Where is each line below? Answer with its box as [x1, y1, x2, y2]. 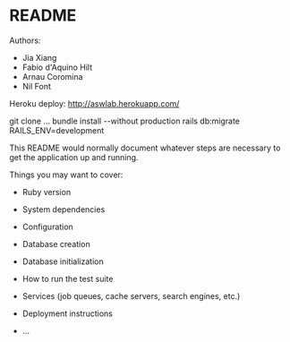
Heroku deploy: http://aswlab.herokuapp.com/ [9, 98, 180, 108]
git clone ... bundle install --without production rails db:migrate [9, 115, 240, 126]
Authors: [9, 35, 41, 46]
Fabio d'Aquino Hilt [21, 62, 93, 73]
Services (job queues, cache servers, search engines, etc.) [21, 290, 241, 301]
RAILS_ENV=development [9, 124, 105, 135]
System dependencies [21, 203, 106, 215]
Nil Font [21, 81, 52, 91]
